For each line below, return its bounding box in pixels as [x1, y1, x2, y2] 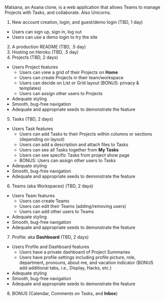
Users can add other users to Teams [19, 209, 94, 214]
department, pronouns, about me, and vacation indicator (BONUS [19, 260, 154, 266]
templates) [19, 85, 42, 91]
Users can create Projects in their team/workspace [19, 75, 124, 80]
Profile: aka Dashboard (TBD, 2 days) [11, 234, 89, 240]
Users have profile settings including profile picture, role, [19, 254, 136, 260]
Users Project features [11, 64, 58, 70]
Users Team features [11, 193, 55, 198]
